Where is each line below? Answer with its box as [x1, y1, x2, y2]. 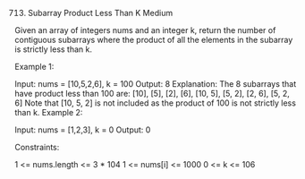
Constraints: [14, 142, 60, 152]
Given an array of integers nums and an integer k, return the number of [14, 25, 276, 35]
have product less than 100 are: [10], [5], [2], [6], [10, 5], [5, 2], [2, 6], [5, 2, [14, 89, 290, 98]
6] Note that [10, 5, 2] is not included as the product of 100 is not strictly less [14, 98, 296, 108]
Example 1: [14, 62, 55, 72]
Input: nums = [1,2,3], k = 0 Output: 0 [14, 124, 151, 135]
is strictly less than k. [14, 44, 93, 55]
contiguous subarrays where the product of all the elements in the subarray [14, 35, 293, 45]
